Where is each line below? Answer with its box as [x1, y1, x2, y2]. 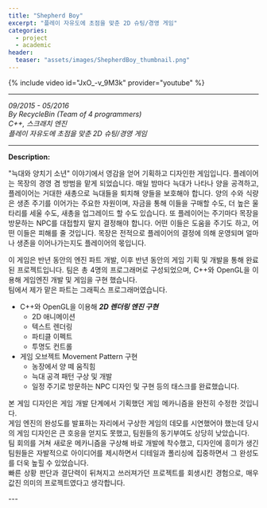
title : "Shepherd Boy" [8, 11, 83, 20]
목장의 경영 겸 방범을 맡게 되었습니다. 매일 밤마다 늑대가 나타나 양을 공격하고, [17, 178, 259, 188]
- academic [15, 41, 52, 49]
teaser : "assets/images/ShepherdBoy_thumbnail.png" [15, 57, 191, 64]
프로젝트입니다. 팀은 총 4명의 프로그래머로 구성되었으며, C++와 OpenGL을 [17, 264, 250, 275]
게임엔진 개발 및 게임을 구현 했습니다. [22, 275, 137, 284]
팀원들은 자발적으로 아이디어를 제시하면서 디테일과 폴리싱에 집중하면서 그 [8, 447, 238, 458]
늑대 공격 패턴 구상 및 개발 [31, 371, 113, 381]
